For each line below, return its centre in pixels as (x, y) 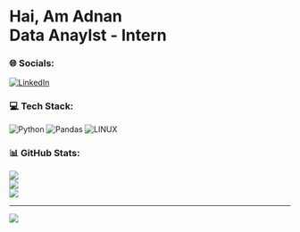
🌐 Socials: (32, 63)
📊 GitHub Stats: (45, 153)
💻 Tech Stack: (42, 106)
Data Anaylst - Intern (88, 35)
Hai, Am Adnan (66, 17)
